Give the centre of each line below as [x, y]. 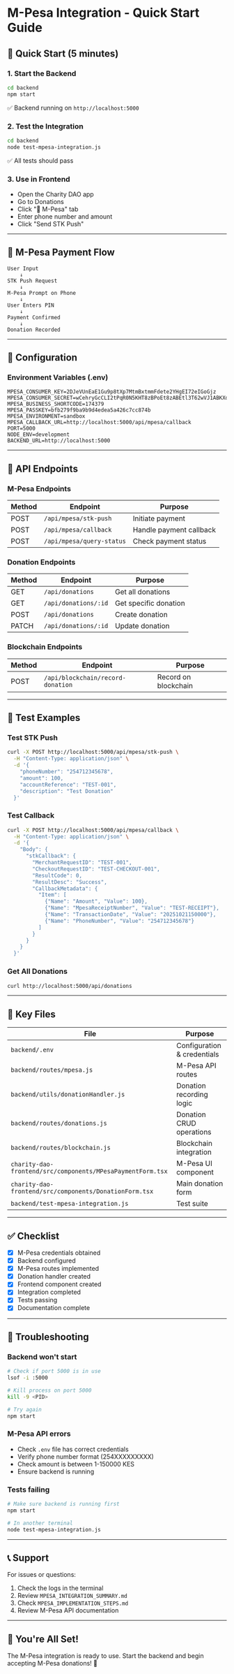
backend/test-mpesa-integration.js [70, 1204]
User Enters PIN [31, 305]
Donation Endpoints [41, 562]
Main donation [200, 1184]
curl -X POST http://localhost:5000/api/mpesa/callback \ [93, 830]
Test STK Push [32, 738]
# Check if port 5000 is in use [54, 1371]
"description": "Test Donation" [67, 791]
